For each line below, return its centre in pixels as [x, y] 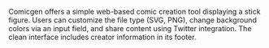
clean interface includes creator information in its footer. [102, 37]
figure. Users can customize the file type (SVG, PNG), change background [133, 20]
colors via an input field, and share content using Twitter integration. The [130, 28]
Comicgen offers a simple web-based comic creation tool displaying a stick [134, 12]
